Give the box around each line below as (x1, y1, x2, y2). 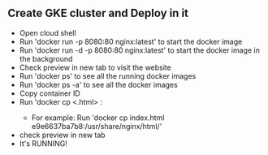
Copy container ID (19, 88, 80, 98)
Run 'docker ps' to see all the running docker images (19, 71, 197, 80)
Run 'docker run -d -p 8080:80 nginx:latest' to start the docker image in (19, 45, 261, 55)
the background (19, 54, 73, 63)
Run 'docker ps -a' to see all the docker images (19, 80, 178, 89)
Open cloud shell (19, 28, 76, 37)
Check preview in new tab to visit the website (19, 62, 171, 72)
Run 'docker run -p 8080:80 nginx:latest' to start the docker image (19, 37, 243, 46)
